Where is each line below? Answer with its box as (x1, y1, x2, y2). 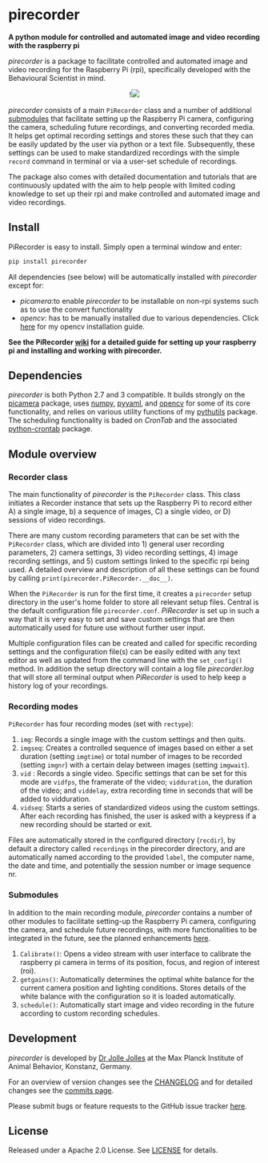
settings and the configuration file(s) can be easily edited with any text (8, 647, 241, 656)
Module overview (8, 447, 98, 461)
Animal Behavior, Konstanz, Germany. (8, 1061, 133, 1071)
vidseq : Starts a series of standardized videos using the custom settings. (19, 803, 260, 813)
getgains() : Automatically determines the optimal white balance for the (19, 974, 254, 983)
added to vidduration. (19, 794, 91, 804)
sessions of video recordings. (8, 515, 106, 525)
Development (8, 1032, 78, 1045)
